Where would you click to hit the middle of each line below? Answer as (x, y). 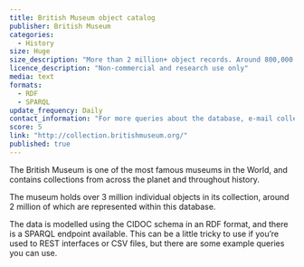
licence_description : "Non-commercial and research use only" (129, 69)
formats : (26, 85)
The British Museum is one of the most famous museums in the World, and (148, 169)
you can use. (33, 253)
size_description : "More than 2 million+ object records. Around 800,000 (152, 60)
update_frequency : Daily (56, 110)
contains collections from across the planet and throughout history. (134, 179)
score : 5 (26, 128)
